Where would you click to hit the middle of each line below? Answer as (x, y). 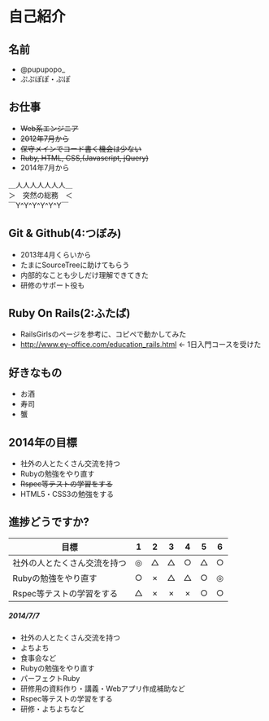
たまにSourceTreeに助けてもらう (75, 265)
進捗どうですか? (49, 522)
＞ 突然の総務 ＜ (41, 195)
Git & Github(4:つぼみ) (65, 233)
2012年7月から (45, 138)
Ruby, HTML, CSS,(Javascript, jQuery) (84, 158)
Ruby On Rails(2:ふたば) (69, 313)
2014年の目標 (43, 442)
